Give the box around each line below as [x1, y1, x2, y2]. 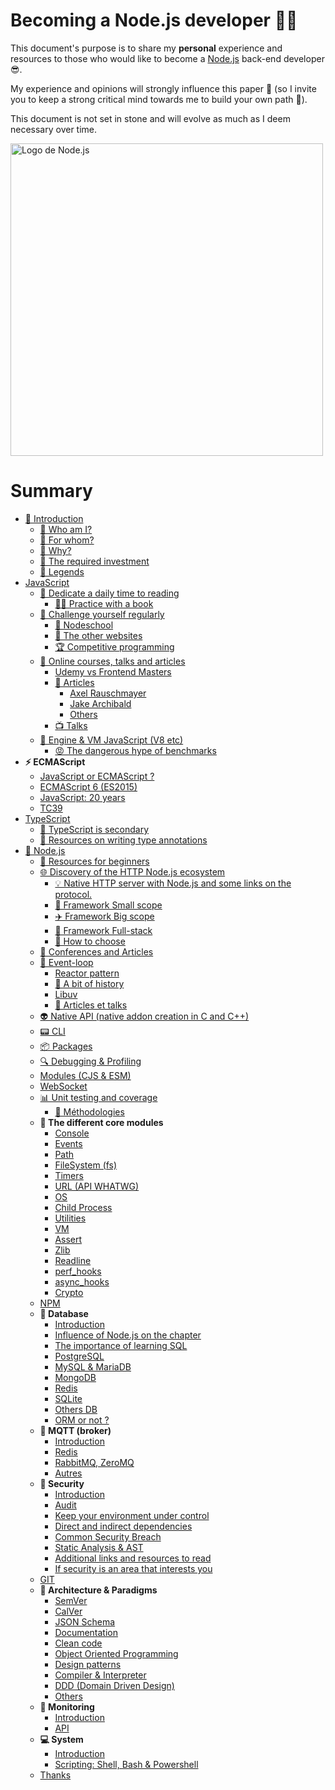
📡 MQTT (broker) [39, 1424, 112, 1436]
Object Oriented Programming [54, 1647, 179, 1659]
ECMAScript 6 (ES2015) [39, 780, 138, 793]
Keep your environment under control [54, 1509, 210, 1521]
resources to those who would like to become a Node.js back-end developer [10, 52, 325, 64]
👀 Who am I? [39, 523, 93, 535]
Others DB [54, 1403, 98, 1415]
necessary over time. [10, 123, 98, 135]
